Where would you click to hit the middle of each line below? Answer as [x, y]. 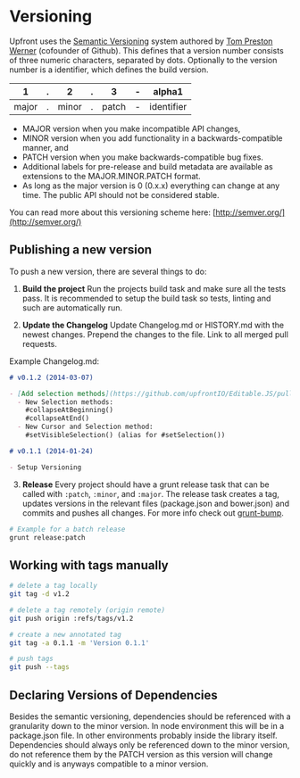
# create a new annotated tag [66, 634]
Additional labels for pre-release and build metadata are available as [148, 166]
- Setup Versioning [46, 467]
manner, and [45, 147]
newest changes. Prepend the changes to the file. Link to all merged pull [155, 334]
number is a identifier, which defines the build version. [109, 70]
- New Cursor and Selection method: [85, 427]
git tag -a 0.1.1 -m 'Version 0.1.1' [79, 643]
